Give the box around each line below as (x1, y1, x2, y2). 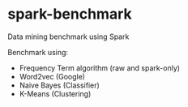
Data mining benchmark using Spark (7, 32, 130, 41)
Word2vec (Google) (19, 71, 86, 81)
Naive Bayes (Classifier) (19, 80, 100, 90)
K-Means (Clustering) (19, 88, 92, 98)
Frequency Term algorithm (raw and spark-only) (19, 62, 180, 73)
